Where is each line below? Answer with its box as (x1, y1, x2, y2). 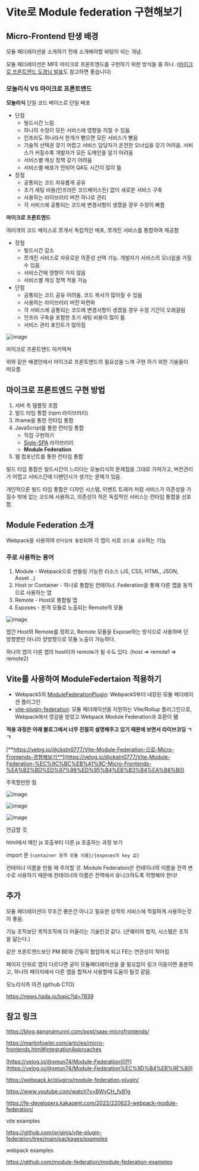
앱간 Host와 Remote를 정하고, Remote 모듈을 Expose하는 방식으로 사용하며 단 (6, 628, 188, 635)
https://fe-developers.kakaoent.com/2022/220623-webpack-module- (6, 1099, 178, 1107)
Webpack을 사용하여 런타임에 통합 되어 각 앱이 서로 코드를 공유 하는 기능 (6, 536, 166, 543)
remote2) (6, 655, 29, 662)
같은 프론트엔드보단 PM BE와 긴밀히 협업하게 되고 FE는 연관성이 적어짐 (6, 948, 170, 955)
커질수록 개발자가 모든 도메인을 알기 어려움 (34, 149, 134, 156)
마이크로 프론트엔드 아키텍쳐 (6, 345, 72, 353)
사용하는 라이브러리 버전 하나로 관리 (23, 194, 107, 201)
